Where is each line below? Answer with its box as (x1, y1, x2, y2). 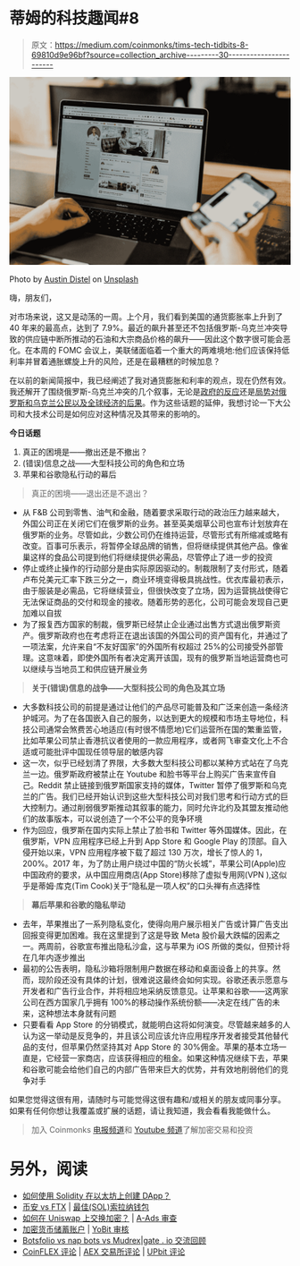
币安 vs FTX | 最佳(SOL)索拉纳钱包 (21, 1201, 150, 1212)
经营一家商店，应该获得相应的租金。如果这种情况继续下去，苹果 (53, 1052, 288, 1063)
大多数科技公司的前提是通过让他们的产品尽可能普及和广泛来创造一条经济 (21, 701, 288, 712)
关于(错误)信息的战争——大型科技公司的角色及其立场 (30, 682, 226, 693)
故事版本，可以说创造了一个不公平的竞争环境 (37, 813, 203, 824)
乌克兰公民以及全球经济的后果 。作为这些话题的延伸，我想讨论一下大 (32, 397, 283, 408)
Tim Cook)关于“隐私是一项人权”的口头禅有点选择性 (74, 880, 261, 891)
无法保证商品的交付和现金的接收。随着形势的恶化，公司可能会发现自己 (21, 596, 281, 607)
